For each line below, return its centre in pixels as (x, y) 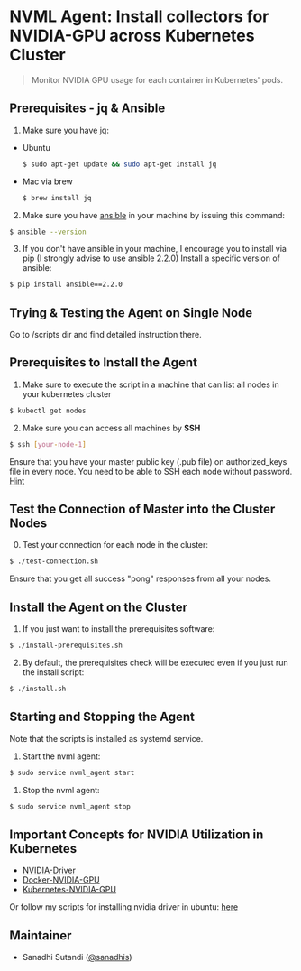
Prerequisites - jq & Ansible (87, 109)
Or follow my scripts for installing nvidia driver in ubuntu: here (124, 907)
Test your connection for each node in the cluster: (115, 545)
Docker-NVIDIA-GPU (61, 880)
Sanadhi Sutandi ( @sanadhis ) (77, 957)
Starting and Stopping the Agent (102, 717)
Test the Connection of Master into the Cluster (142, 509)
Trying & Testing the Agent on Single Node (131, 313)
